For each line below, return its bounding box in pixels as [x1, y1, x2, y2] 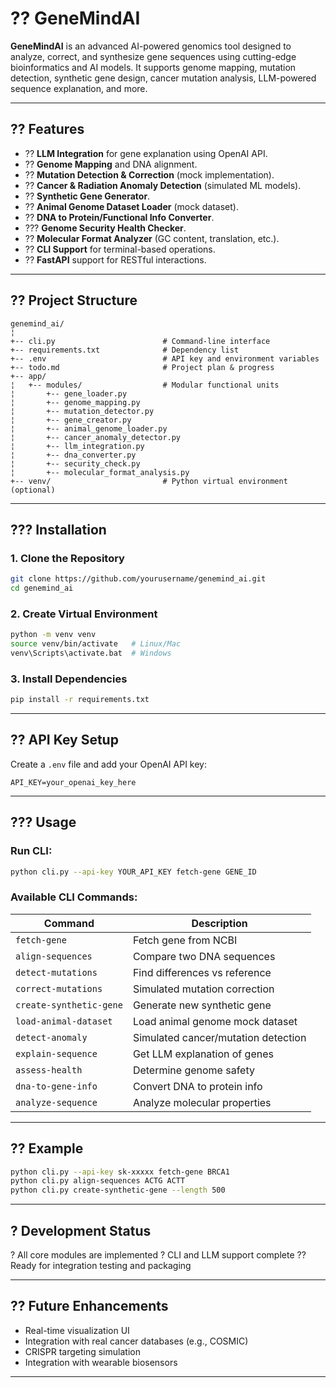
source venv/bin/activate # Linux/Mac [10, 639, 182, 649]
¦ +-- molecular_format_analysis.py [10, 467, 190, 477]
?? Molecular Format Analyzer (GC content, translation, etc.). [24, 232, 280, 244]
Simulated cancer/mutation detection [132, 1030, 307, 1044]
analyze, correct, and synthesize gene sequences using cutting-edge [10, 50, 297, 62]
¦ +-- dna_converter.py [10, 450, 137, 460]
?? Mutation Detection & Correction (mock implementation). [24, 168, 275, 181]
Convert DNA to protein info [132, 1079, 263, 1093]
